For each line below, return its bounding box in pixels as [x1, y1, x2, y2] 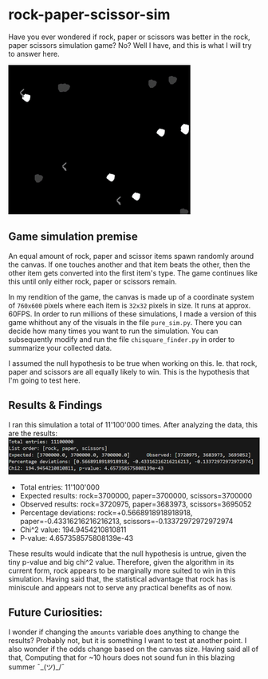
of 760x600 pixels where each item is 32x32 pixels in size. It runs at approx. [8, 300, 251, 310]
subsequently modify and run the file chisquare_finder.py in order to [8, 334, 235, 344]
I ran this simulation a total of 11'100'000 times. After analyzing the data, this [8, 419, 258, 429]
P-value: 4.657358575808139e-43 [19, 533, 134, 542]
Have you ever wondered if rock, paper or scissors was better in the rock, [8, 32, 250, 42]
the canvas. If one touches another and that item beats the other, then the [8, 260, 250, 269]
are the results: [8, 428, 58, 438]
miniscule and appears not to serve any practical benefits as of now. [8, 582, 233, 592]
